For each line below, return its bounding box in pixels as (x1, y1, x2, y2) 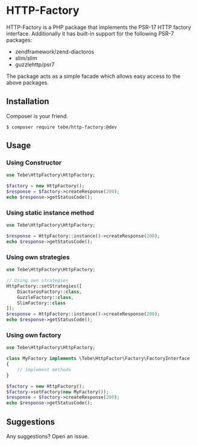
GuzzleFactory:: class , (17, 294, 74, 300)
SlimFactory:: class (17, 300, 66, 306)
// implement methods (17, 366, 71, 372)
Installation (6, 96, 49, 107)
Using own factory (6, 331, 61, 339)
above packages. (6, 79, 49, 86)
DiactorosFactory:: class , (17, 289, 83, 295)
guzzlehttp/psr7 (14, 61, 55, 68)
